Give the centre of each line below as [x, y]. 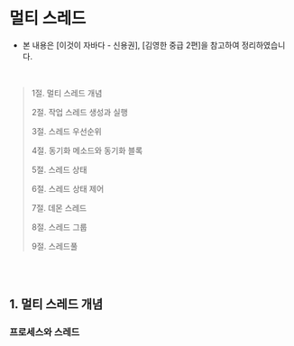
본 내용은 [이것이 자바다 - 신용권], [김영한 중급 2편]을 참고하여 [131, 45]
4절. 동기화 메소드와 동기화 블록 [87, 150]
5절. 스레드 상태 [59, 169]
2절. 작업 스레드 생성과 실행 [79, 112]
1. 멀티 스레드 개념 [56, 304]
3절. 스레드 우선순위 [66, 131]
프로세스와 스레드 [45, 332]
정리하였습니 [263, 45]
